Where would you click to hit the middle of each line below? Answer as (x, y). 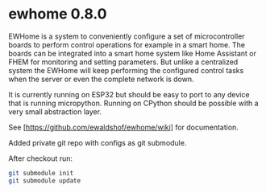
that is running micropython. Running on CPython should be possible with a (134, 103)
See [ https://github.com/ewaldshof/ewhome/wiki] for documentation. (124, 127)
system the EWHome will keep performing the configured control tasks (126, 70)
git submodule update (45, 181)
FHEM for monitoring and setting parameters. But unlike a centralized (123, 62)
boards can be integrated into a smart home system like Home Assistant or (132, 53)
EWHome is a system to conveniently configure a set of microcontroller (127, 36)
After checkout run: (41, 158)
